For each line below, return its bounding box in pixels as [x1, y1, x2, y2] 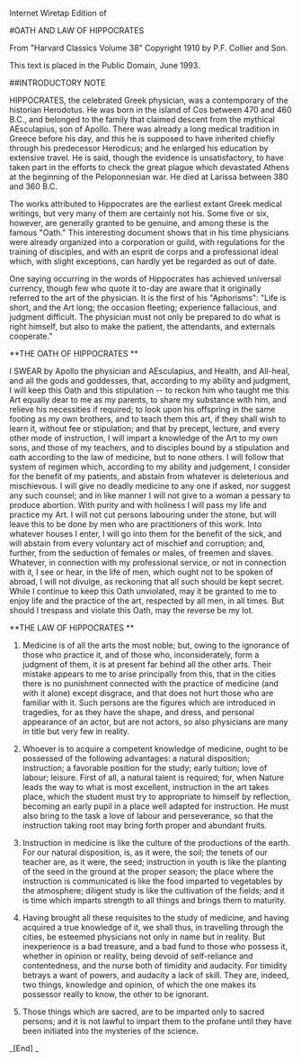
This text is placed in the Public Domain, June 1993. [9, 60, 200, 70]
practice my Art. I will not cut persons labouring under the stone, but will [9, 509, 277, 520]
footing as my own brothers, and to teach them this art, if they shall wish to [9, 413, 287, 424]
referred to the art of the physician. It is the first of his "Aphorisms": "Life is [9, 293, 287, 303]
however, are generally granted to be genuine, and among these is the [9, 218, 270, 228]
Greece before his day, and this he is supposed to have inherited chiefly [9, 133, 276, 143]
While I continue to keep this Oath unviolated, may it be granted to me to [9, 585, 277, 596]
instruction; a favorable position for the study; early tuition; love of [22, 763, 268, 773]
